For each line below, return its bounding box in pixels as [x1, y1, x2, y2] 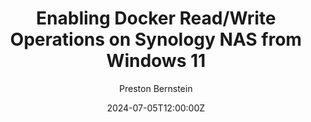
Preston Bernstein [119, 82, 193, 94]
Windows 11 [106, 50, 206, 72]
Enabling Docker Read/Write [36, 7, 276, 30]
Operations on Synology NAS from [9, 28, 303, 51]
